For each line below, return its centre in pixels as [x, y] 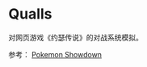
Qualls [30, 14]
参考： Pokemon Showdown [55, 54]
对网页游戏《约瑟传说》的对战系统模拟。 [76, 37]
